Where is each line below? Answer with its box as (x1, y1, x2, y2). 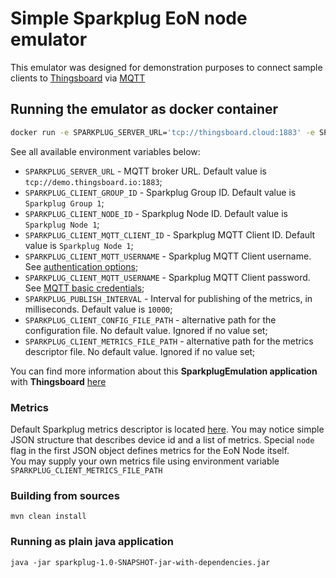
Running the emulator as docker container (10, 101, 279, 118)
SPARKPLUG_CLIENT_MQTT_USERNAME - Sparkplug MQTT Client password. (24, 271, 311, 283)
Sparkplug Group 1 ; (24, 197, 105, 209)
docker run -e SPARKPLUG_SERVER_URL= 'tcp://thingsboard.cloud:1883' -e (10, 127, 315, 137)
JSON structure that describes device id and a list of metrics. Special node (10, 433, 315, 446)
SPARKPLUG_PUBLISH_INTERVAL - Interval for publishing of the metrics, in (24, 292, 313, 304)
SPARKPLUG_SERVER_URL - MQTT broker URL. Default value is (24, 165, 267, 177)
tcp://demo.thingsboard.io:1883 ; (24, 175, 163, 187)
